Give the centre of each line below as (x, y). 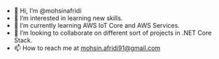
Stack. (23, 40)
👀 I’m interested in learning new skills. (68, 18)
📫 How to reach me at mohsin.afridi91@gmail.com (87, 48)
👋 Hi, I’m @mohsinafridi (48, 11)
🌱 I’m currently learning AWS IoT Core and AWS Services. (97, 25)
